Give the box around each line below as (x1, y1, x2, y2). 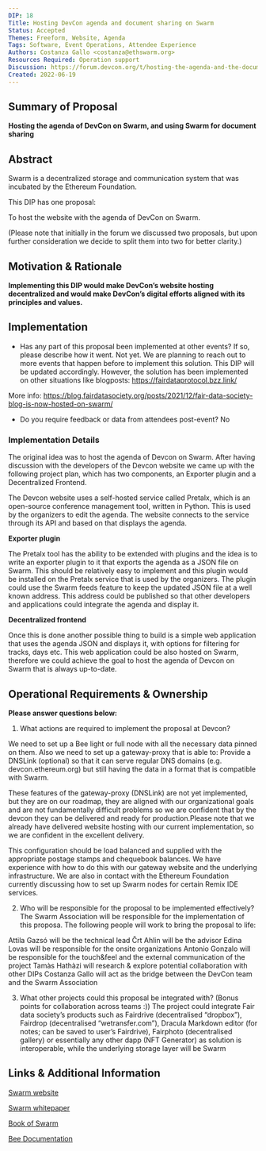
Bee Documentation (8, 1134, 74, 1143)
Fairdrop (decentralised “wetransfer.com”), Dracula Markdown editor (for (19, 1018, 258, 1028)
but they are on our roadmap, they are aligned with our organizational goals (8, 796, 255, 806)
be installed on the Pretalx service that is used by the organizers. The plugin (8, 575, 256, 584)
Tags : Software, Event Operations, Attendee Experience (8, 41, 196, 49)
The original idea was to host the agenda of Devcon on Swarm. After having (8, 452, 256, 462)
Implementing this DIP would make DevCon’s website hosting (8, 281, 215, 291)
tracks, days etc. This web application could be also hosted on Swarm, (8, 648, 239, 657)
